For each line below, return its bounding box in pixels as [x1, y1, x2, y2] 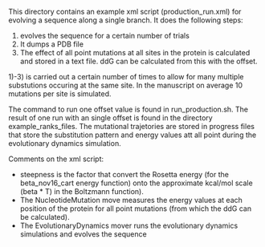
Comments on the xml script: [8, 154, 104, 164]
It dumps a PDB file [19, 39, 84, 49]
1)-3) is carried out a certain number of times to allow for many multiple [8, 72, 244, 81]
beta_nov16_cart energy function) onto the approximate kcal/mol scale [19, 178, 253, 188]
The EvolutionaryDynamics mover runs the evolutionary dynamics [19, 221, 238, 230]
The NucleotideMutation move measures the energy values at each [19, 196, 243, 204]
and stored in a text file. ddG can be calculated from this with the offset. [19, 56, 259, 66]
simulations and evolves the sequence [19, 229, 147, 239]
